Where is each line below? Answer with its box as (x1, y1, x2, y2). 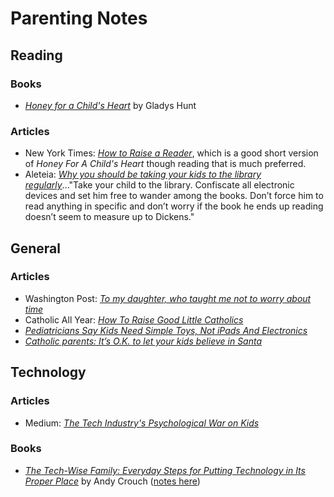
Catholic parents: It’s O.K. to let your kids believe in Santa (24, 335, 263, 347)
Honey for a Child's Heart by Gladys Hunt (24, 99, 197, 111)
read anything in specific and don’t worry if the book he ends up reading (24, 200, 324, 212)
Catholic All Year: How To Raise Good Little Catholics (24, 313, 244, 326)
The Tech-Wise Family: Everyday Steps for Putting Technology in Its (24, 464, 306, 476)
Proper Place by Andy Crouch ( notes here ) (24, 475, 201, 487)
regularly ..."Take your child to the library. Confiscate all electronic (24, 179, 295, 191)
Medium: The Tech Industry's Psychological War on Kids (24, 417, 260, 429)
